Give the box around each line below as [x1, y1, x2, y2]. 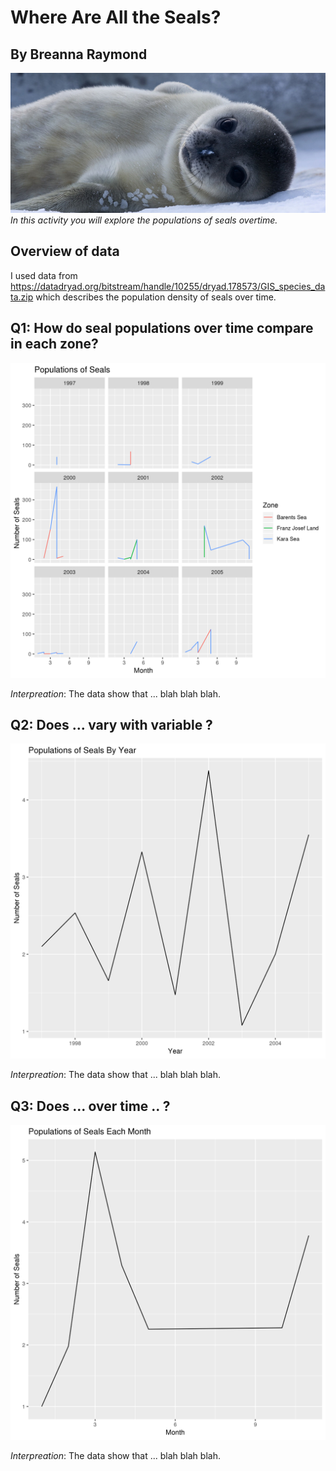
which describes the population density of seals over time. [35, 291, 277, 303]
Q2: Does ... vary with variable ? [10, 717, 213, 734]
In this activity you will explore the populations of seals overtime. [10, 214, 278, 226]
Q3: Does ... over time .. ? [10, 1097, 171, 1115]
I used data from [10, 269, 78, 281]
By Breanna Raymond [10, 46, 148, 63]
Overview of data [10, 243, 120, 260]
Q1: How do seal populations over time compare [10, 320, 314, 337]
